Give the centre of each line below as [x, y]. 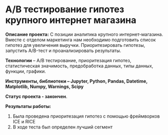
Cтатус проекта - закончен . [36, 96]
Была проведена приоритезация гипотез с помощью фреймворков [86, 116]
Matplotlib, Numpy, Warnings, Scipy [45, 86]
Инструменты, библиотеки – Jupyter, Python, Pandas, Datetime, [76, 81]
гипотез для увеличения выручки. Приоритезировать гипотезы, [75, 45]
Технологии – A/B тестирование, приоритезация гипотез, [68, 60]
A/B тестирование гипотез [65, 9]
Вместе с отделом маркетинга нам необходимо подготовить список [81, 40]
